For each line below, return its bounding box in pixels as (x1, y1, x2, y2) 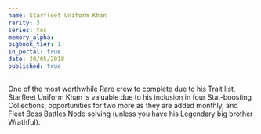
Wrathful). (8, 117, 41, 126)
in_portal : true (8, 48, 61, 56)
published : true (8, 63, 61, 71)
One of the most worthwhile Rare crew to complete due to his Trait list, (8, 84, 236, 93)
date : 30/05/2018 (8, 56, 65, 63)
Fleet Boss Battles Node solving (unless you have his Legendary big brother (8, 109, 253, 118)
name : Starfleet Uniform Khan (8, 11, 107, 20)
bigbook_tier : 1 (8, 41, 61, 49)
